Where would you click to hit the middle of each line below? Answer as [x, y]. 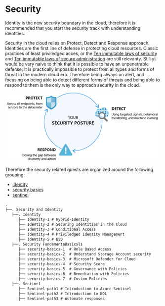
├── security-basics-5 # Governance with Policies [72, 269]
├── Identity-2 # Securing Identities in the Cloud [72, 224]
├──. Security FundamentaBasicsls [47, 244]
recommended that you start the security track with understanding [73, 28]
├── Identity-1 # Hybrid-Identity [54, 219]
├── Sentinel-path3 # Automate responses [62, 299]
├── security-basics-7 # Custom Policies [62, 279]
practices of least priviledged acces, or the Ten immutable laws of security [81, 53]
